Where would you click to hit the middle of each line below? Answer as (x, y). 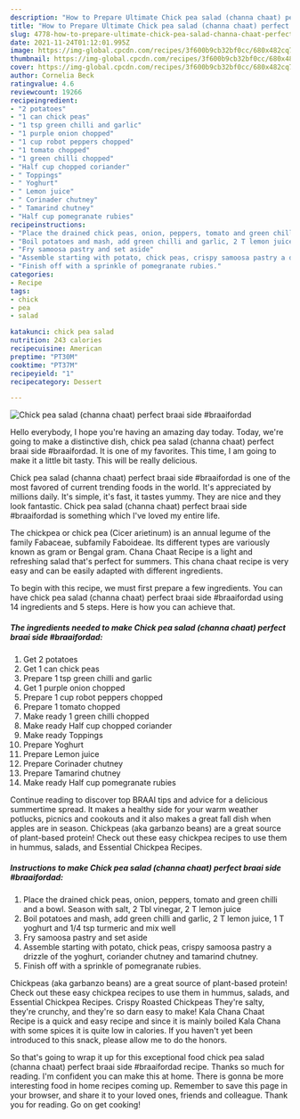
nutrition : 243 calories (56, 341)
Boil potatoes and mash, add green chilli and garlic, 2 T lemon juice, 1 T (154, 918)
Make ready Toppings (63, 736)
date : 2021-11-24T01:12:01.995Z (70, 42)
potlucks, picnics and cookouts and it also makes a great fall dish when (141, 819)
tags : (20, 291)
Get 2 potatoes (50, 660)
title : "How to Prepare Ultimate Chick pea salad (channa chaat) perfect (150, 26)
